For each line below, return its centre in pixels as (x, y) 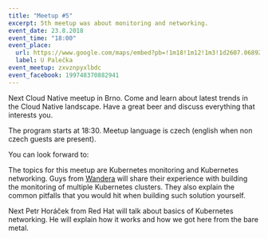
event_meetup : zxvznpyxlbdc (55, 68)
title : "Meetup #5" (41, 16)
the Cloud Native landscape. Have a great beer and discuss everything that (132, 106)
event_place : (30, 46)
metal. (19, 228)
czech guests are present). (53, 139)
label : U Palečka (44, 61)
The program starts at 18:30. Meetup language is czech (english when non (130, 130)
